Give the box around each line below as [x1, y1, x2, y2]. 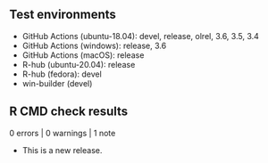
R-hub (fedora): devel [21, 69, 103, 79]
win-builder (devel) [21, 77, 93, 88]
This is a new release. [21, 144, 103, 155]
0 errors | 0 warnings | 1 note [9, 127, 116, 138]
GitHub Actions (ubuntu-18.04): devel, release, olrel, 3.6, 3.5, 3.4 [21, 30, 259, 41]
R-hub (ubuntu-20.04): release [21, 59, 136, 69]
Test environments [9, 7, 116, 22]
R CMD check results [9, 104, 129, 119]
